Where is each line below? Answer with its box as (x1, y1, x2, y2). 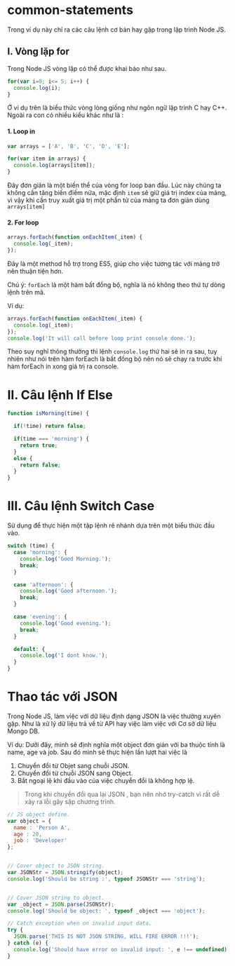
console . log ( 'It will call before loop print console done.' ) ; (7, 335, 196, 342)
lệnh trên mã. (7, 288, 46, 296)
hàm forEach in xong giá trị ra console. (7, 362, 119, 370)
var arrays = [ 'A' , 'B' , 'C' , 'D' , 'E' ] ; (7, 142, 130, 149)
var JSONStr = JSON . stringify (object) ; (7, 869, 124, 876)
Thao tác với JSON (7, 689, 118, 705)
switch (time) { (7, 542, 55, 549)
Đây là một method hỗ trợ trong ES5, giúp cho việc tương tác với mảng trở (7, 259, 220, 268)
